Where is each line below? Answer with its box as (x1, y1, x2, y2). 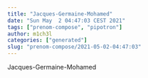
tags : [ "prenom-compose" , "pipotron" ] (7, 23, 122, 30)
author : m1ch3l (7, 30, 53, 38)
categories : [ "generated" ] (7, 37, 88, 44)
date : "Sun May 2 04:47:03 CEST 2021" (7, 17, 126, 24)
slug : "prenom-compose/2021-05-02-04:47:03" (7, 43, 142, 50)
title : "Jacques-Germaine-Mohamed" (7, 10, 113, 18)
